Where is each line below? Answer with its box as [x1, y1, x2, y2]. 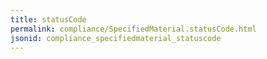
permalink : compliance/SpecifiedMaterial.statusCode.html [10, 24, 257, 34]
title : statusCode [10, 14, 87, 25]
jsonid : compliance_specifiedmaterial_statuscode [10, 33, 222, 43]
